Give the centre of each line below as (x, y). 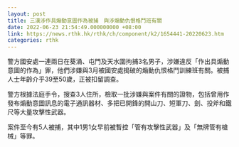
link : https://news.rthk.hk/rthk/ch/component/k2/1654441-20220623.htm (116, 34)
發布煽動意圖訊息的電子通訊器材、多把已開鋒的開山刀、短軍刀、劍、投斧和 (116, 103)
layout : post (27, 14)
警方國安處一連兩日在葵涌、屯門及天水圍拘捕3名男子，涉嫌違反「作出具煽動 (118, 62)
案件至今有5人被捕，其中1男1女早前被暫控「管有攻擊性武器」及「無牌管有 (115, 127)
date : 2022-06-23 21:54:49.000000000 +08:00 (74, 27)
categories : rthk (33, 40)
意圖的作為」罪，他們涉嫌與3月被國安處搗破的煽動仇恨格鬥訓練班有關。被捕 (118, 70)
